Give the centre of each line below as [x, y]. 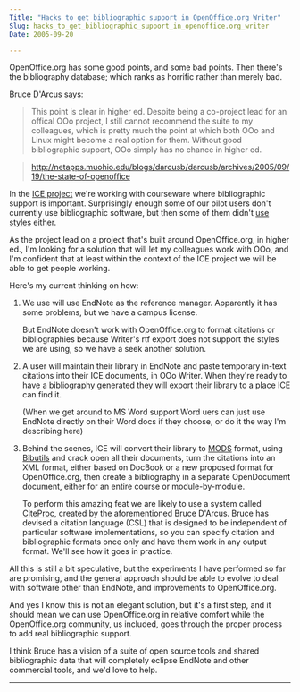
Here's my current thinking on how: [74, 286]
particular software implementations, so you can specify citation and [148, 533]
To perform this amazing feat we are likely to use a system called [142, 504]
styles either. [33, 222]
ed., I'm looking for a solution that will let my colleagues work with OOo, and [149, 249]
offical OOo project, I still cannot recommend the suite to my [142, 121]
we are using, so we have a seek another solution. [114, 349]
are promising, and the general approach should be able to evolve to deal [144, 578]
